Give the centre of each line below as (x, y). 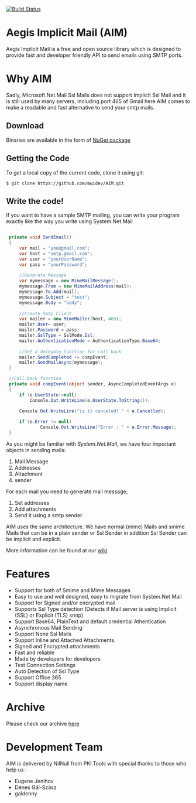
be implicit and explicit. (34, 539)
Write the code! (35, 201)
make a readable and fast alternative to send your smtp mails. (80, 107)
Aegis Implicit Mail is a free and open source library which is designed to (94, 49)
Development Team (54, 747)
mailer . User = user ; (43, 324)
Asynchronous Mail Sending (49, 627)
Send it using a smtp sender (48, 515)
